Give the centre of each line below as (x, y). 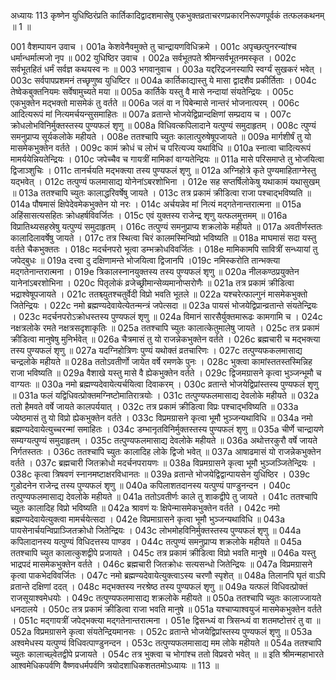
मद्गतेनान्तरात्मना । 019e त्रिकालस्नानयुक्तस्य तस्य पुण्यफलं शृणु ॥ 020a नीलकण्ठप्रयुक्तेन (155, 271)
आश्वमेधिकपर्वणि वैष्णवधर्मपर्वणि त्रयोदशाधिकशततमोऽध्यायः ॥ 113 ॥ (115, 665)
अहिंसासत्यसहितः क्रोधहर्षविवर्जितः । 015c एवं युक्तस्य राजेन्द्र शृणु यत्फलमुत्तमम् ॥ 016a (149, 215)
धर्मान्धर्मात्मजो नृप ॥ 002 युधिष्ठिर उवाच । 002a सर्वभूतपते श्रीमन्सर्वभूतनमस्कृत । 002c (153, 58)
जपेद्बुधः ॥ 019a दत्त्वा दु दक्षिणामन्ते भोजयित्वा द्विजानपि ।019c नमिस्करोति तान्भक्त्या (145, 260)
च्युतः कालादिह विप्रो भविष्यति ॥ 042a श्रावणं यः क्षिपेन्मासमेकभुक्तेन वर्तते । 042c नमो (145, 508)
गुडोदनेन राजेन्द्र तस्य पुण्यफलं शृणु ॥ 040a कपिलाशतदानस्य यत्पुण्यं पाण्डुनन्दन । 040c (151, 485)
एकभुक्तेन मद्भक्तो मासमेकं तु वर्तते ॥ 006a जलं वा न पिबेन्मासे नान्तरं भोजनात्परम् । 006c (155, 103)
